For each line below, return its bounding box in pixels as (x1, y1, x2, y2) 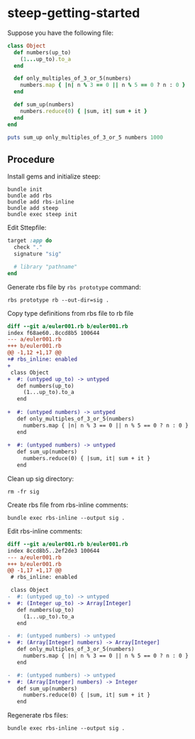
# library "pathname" (13, 263, 78, 270)
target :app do (7, 237, 52, 245)
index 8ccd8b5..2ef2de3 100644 (7, 547, 100, 554)
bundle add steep (7, 205, 59, 212)
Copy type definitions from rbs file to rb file (7, 309, 134, 317)
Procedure (7, 153, 55, 165)
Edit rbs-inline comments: (7, 526, 83, 535)
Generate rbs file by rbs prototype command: (7, 282, 141, 291)
